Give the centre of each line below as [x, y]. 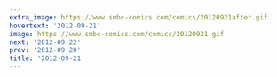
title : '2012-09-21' [47, 58]
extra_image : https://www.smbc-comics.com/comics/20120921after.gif [138, 17]
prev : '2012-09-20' [45, 50]
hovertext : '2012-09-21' [55, 26]
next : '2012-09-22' [45, 42]
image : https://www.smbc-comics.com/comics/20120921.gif [117, 34]
